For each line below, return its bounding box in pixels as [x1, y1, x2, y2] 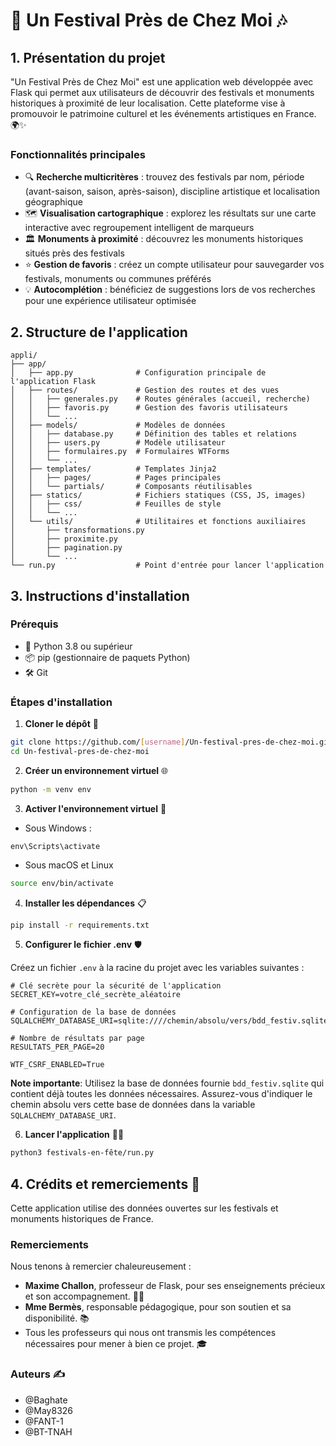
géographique [24, 196, 83, 208]
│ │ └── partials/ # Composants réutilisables [10, 482, 253, 492]
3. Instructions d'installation [10, 587, 190, 604]
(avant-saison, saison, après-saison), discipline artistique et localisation [24, 185, 321, 198]
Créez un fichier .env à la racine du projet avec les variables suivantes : [10, 962, 305, 974]
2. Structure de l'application [10, 324, 188, 341]
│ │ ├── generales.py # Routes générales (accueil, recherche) [10, 394, 311, 404]
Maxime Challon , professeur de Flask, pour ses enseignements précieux [24, 1280, 326, 1292]
